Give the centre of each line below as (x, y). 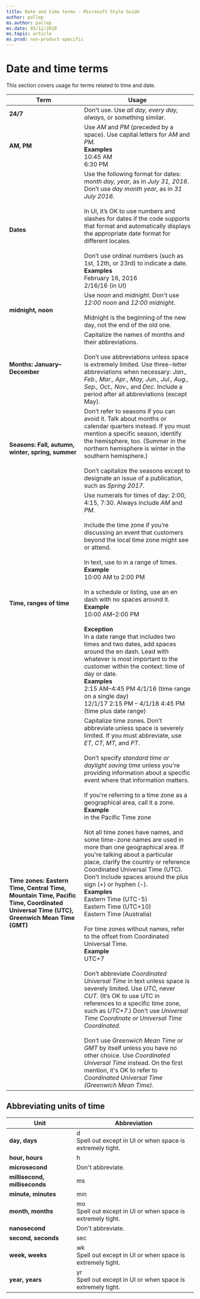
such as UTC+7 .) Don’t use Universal (136, 1010)
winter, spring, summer (43, 452)
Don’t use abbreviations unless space (137, 356)
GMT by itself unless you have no (131, 1048)
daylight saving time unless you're (132, 765)
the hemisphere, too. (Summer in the (135, 441)
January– (48, 364)
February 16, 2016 (111, 278)
